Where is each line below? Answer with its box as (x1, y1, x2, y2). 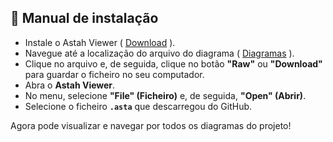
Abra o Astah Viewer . (24, 79, 116, 91)
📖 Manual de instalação (10, 10, 159, 27)
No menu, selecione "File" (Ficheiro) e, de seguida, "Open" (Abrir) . (24, 89, 307, 101)
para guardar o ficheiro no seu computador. (24, 68, 205, 80)
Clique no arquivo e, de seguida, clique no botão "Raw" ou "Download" (24, 57, 323, 70)
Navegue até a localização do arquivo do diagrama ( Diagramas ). (24, 47, 295, 59)
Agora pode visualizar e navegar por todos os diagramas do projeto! (10, 119, 292, 131)
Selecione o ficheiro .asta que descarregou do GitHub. (24, 100, 253, 112)
